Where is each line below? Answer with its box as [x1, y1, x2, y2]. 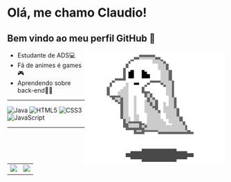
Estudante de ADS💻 [17, 51, 76, 60]
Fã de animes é [17, 61, 61, 69]
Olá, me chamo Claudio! [7, 5, 147, 21]
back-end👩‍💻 [17, 87, 53, 94]
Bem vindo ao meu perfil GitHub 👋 [7, 33, 156, 44]
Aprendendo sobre [17, 79, 71, 87]
